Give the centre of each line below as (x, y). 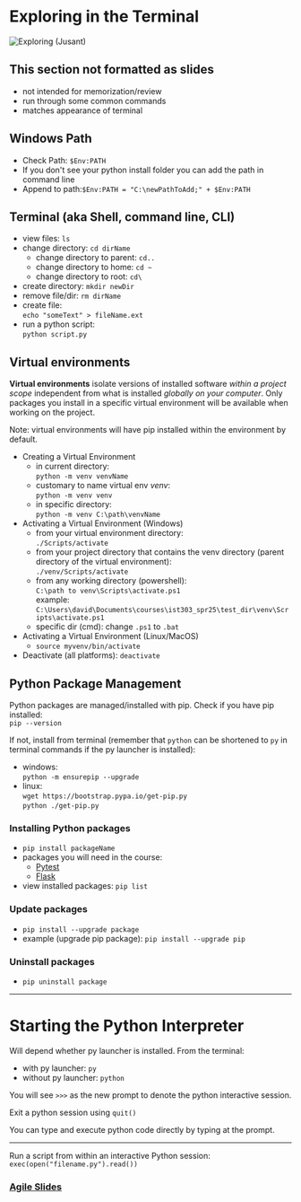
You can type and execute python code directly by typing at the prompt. (142, 1129)
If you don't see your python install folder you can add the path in (143, 170)
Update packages (48, 909)
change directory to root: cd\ (89, 276)
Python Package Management (95, 684)
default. (24, 439)
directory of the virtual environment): (103, 562)
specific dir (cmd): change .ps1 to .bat (107, 627)
